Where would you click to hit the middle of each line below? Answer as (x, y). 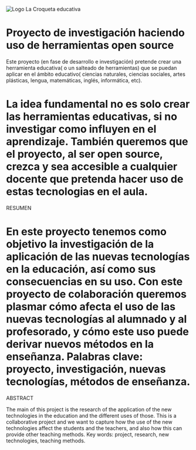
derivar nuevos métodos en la (80, 344)
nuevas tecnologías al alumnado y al (97, 319)
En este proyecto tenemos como (87, 232)
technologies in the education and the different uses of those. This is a (92, 415)
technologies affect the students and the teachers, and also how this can (94, 428)
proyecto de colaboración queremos (96, 294)
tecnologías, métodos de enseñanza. (98, 382)
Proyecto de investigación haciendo (95, 33)
